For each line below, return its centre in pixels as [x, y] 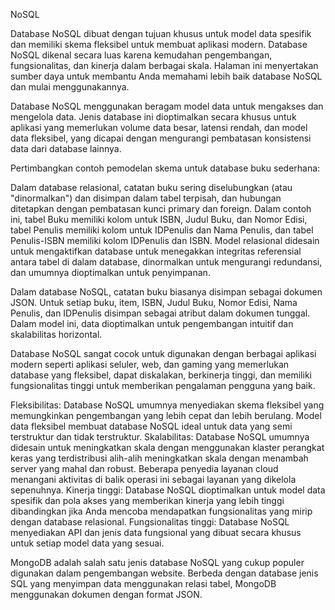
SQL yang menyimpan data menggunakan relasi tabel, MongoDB [143, 583]
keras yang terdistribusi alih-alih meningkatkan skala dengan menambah [159, 458]
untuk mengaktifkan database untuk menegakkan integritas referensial [156, 251]
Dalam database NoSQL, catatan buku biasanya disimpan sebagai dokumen [166, 292]
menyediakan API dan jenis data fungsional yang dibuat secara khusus [156, 532]
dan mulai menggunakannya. [70, 87]
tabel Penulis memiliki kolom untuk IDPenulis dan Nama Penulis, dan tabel [162, 230]
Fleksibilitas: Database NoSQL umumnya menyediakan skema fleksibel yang [167, 405]
